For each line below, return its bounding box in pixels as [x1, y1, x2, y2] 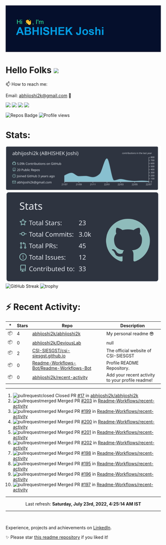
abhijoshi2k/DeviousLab [32, 340, 81, 345]
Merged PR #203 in [57, 398, 97, 404]
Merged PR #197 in [57, 481, 96, 488]
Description [120, 322, 145, 328]
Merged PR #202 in [57, 440, 97, 446]
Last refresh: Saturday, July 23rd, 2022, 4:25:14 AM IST [25, 501, 141, 507]
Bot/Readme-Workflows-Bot [32, 365, 92, 371]
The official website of [106, 348, 152, 354]
